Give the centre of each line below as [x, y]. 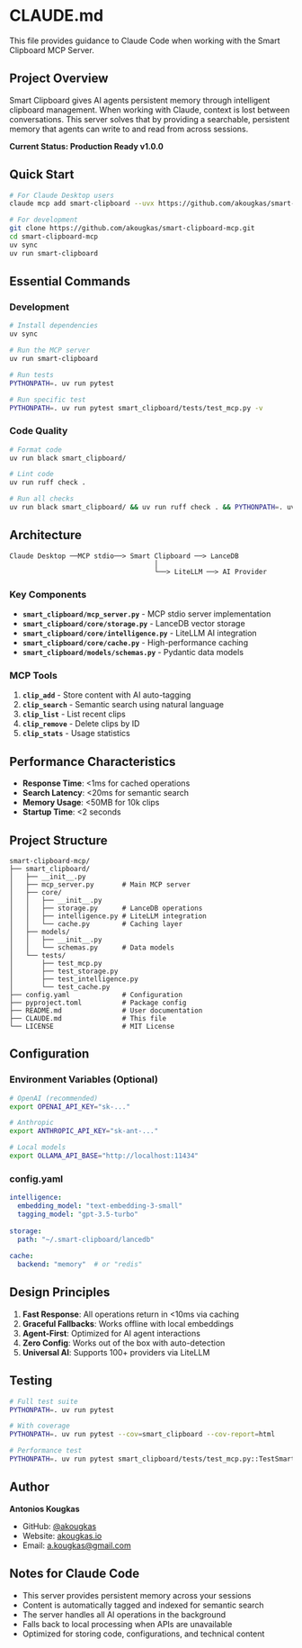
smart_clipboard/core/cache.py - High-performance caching [135, 643]
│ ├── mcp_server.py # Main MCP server [100, 884]
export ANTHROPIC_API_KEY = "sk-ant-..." [84, 1131]
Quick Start [42, 175]
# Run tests [31, 374]
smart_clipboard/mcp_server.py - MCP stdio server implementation [147, 614]
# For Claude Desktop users [62, 195]
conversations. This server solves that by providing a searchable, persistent [150, 119]
